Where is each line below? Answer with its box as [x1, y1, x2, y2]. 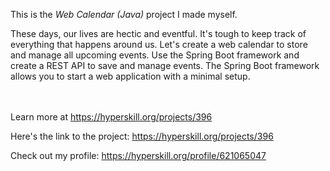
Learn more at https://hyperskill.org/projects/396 [10, 111, 213, 123]
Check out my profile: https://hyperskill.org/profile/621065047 [10, 150, 267, 161]
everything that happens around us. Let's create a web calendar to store [10, 39, 308, 50]
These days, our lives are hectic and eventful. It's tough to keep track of [10, 28, 307, 39]
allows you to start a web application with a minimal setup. [10, 70, 251, 82]
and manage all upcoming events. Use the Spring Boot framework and [10, 49, 300, 61]
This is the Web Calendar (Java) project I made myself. [10, 9, 238, 20]
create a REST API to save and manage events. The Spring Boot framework [10, 60, 320, 71]
